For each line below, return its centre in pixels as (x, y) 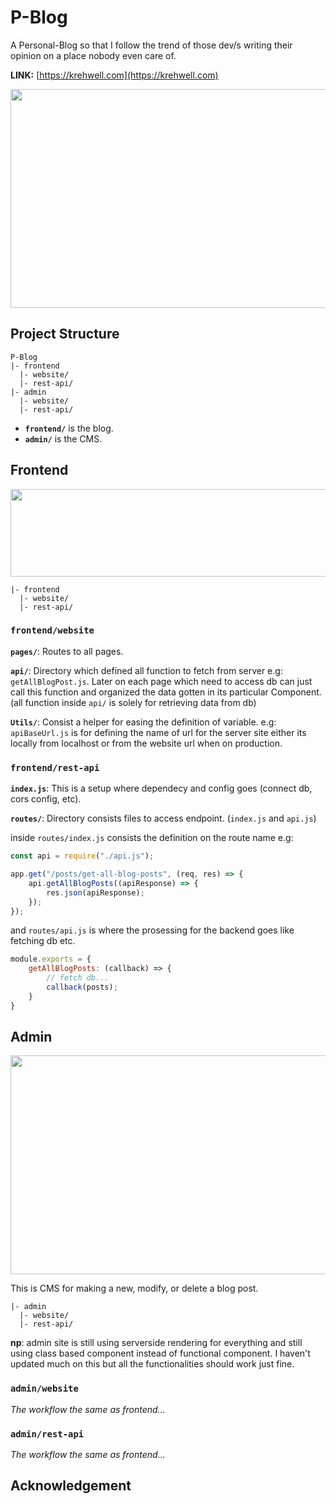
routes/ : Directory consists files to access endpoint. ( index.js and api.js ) (163, 818)
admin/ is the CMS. (63, 438)
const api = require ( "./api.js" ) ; (82, 856)
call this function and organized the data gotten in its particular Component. (166, 692)
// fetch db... (78, 978)
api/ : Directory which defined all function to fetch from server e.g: (146, 670)
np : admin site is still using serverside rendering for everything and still (156, 1343)
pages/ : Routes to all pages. (67, 651)
